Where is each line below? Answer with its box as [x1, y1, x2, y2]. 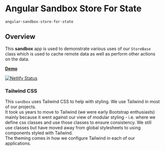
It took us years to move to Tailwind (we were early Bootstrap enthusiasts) [5, 109, 155, 115]
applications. [5, 141, 31, 147]
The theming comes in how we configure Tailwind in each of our [5, 135, 135, 141]
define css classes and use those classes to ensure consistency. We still [5, 120, 152, 125]
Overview [5, 32, 36, 41]
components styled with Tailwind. [5, 130, 73, 136]
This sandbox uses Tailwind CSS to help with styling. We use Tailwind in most [5, 99, 160, 105]
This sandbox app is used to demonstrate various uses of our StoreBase [5, 45, 151, 52]
